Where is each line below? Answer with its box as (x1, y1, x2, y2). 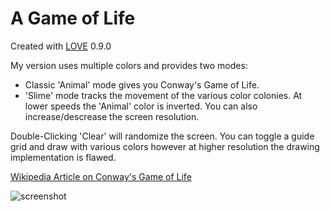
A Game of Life (10, 7, 136, 30)
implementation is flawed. (10, 151, 117, 163)
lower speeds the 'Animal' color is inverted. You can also (24, 100, 258, 112)
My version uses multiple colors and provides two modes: (10, 59, 248, 71)
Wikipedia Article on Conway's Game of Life (10, 170, 192, 182)
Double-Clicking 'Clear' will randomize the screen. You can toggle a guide (10, 130, 315, 142)
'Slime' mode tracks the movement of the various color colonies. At (24, 89, 303, 101)
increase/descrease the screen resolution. (24, 110, 200, 122)
